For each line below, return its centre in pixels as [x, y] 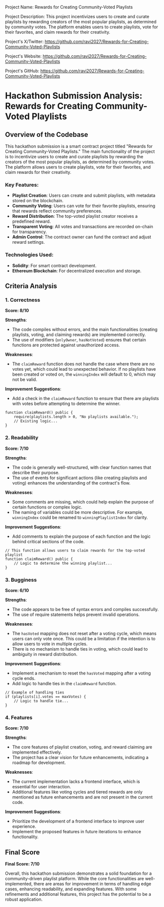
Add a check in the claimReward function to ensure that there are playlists [85, 399]
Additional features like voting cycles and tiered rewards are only [77, 792]
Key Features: [22, 185]
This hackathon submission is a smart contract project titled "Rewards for [79, 146]
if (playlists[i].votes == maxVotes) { [46, 696]
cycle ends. [24, 678]
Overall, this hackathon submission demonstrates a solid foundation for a [79, 873]
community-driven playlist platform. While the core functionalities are [74, 878]
